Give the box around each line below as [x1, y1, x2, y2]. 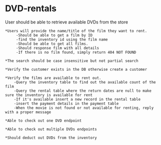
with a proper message [5, 109, 51, 115]
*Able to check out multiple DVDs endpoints [5, 126, 97, 132]
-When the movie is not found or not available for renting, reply [14, 105, 154, 110]
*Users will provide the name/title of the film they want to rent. [5, 28, 147, 33]
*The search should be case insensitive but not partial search [5, 58, 139, 63]
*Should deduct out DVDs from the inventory [5, 135, 97, 140]
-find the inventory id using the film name [16, 37, 108, 42]
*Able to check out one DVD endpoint [5, 118, 82, 123]
